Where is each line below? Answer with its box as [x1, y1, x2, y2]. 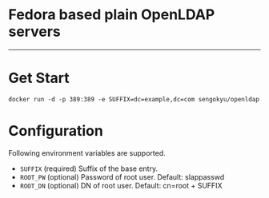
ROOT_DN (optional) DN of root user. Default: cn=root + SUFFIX [19, 180, 223, 190]
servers [8, 22, 62, 41]
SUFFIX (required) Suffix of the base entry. [19, 164, 159, 173]
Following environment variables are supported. [8, 148, 166, 157]
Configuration [8, 122, 104, 141]
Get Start [8, 69, 70, 87]
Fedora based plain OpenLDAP [8, 6, 215, 24]
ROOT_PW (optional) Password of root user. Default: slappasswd [19, 172, 225, 181]
